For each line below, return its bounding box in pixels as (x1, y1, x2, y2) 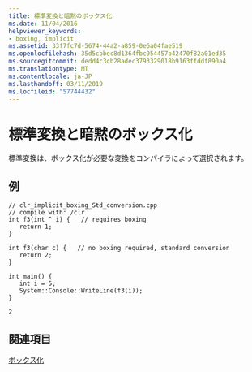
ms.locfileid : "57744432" (8, 87, 96, 96)
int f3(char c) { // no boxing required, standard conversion (8, 244, 230, 253)
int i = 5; (19, 279, 57, 288)
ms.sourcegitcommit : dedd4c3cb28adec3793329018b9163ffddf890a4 (8, 58, 227, 66)
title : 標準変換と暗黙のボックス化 (8, 11, 113, 20)
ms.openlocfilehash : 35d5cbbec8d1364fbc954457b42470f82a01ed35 (8, 50, 227, 58)
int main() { (8, 273, 53, 281)
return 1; (19, 223, 53, 231)
